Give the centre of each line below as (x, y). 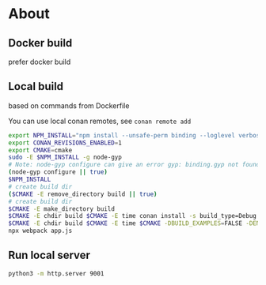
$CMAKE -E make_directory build (61, 209)
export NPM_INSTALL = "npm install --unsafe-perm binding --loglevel (122, 135)
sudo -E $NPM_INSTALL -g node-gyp (65, 157)
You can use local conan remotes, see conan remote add (100, 121)
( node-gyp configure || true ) (58, 172)
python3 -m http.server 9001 (56, 273)
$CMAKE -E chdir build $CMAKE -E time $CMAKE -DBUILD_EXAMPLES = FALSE (125, 223)
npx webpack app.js (40, 231)
